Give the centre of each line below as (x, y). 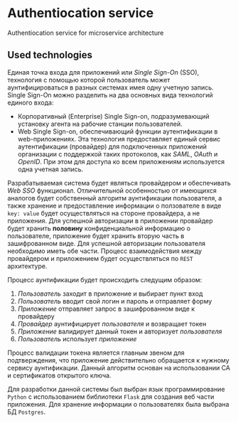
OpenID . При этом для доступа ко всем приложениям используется (121, 161)
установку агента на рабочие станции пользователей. (100, 124)
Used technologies (50, 55)
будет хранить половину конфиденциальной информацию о (99, 228)
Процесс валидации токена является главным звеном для (96, 353)
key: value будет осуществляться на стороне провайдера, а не (104, 213)
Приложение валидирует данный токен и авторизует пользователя (120, 331)
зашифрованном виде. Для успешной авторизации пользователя (107, 243)
